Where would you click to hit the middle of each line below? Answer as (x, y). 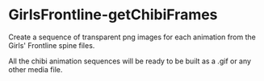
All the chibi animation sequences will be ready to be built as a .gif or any (130, 61)
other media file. (36, 69)
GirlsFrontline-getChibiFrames (113, 15)
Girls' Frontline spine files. (52, 45)
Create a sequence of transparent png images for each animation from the (132, 37)
